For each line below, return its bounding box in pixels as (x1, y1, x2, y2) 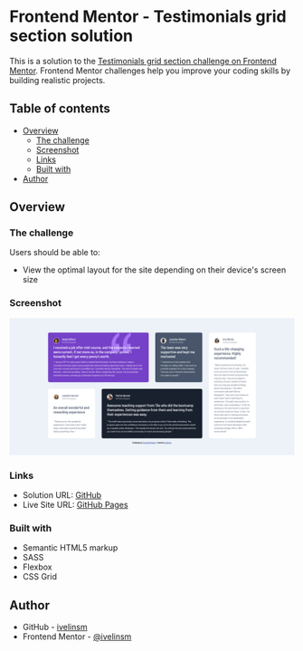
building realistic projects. (9, 74, 106, 85)
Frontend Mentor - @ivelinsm (22, 631, 132, 642)
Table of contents (9, 101, 110, 117)
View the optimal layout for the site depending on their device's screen (22, 264, 287, 275)
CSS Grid (22, 571, 57, 582)
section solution (9, 25, 134, 46)
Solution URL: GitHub (22, 490, 102, 501)
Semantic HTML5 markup (22, 542, 118, 553)
